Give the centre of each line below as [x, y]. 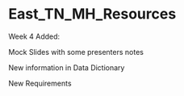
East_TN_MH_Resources [92, 14]
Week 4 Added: [34, 36]
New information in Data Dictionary [67, 67]
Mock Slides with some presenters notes [76, 52]
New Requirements [40, 83]
